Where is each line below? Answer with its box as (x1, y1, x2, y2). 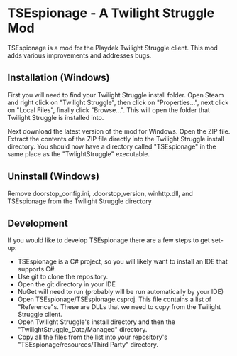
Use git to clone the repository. (17, 272, 109, 281)
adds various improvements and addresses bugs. (7, 51, 152, 60)
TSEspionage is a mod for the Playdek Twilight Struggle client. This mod (7, 43, 218, 52)
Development (7, 217, 69, 229)
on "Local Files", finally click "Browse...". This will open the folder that (7, 105, 211, 114)
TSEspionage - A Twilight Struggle (7, 5, 215, 21)
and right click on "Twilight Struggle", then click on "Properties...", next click (7, 98, 229, 107)
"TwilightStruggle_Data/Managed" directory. (17, 325, 148, 334)
